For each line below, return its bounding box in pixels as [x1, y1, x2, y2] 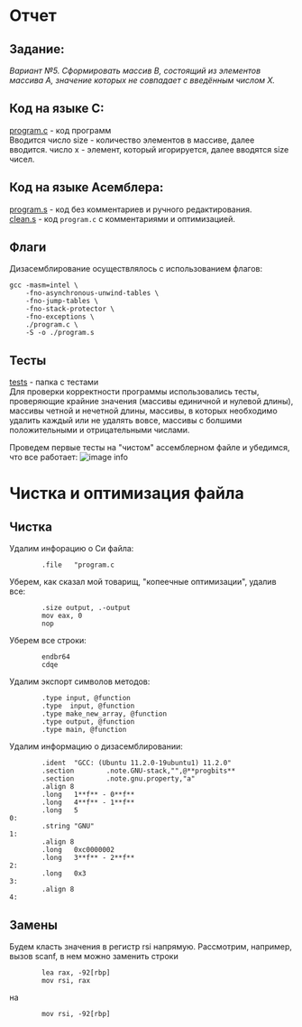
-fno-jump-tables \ [25, 297, 99, 306]
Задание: [9, 42, 65, 57]
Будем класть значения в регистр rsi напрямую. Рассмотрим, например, [9, 941, 293, 952]
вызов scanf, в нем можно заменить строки [9, 951, 178, 962]
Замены [9, 917, 59, 932]
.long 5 [41, 806, 78, 815]
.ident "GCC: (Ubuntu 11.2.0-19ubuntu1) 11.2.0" [41, 759, 232, 768]
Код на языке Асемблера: [9, 180, 164, 195]
